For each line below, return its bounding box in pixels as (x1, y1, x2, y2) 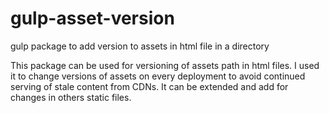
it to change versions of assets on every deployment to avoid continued (10, 70, 306, 82)
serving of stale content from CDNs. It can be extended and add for (10, 80, 289, 92)
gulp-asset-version (10, 7, 175, 30)
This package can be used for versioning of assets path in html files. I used (10, 59, 320, 71)
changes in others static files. (10, 91, 132, 103)
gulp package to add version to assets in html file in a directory (10, 40, 270, 52)
